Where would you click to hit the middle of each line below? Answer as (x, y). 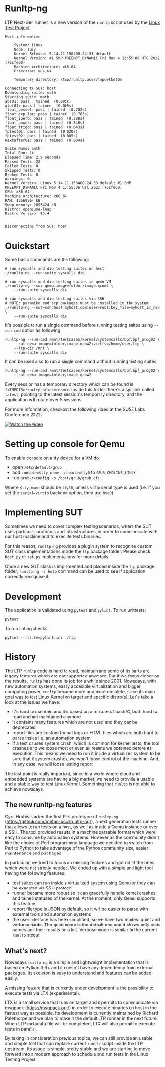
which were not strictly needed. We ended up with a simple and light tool (79, 868)
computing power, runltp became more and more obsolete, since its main (80, 691)
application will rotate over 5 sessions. (44, 399)
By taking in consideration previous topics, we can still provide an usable (79, 1038)
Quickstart (28, 246)
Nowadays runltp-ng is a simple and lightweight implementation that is (77, 962)
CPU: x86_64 (17, 192)
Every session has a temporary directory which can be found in (69, 384)
